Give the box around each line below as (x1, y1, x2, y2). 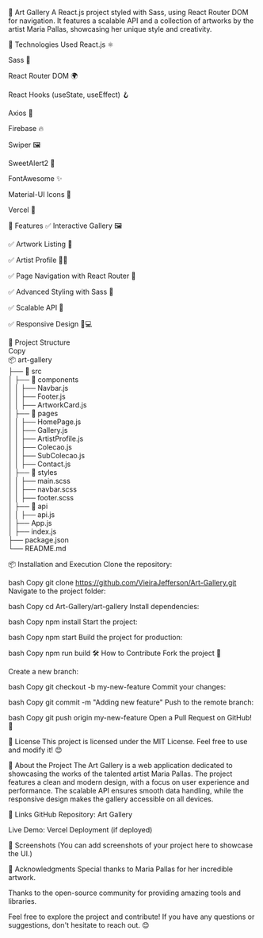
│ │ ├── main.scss (8, 477, 71, 485)
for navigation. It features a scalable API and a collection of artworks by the (8, 16, 254, 25)
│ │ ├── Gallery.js (8, 426, 68, 434)
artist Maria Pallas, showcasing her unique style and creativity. (8, 25, 212, 33)
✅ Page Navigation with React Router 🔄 (8, 271, 136, 280)
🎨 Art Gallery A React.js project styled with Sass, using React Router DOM (8, 8, 249, 17)
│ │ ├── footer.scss (8, 493, 74, 502)
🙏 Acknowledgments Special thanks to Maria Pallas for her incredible (8, 864, 234, 874)
